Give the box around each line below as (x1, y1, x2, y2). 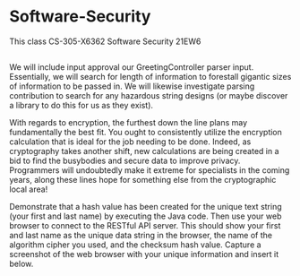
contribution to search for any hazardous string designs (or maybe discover (9, 91, 288, 101)
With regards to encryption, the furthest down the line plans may (9, 117, 248, 128)
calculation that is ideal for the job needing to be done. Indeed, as (9, 136, 252, 147)
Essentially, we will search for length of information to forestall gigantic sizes (9, 72, 292, 82)
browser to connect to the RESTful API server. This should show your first (9, 220, 281, 231)
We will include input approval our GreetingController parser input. (9, 62, 254, 73)
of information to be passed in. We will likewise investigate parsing (9, 81, 255, 91)
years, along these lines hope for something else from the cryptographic (9, 175, 277, 185)
